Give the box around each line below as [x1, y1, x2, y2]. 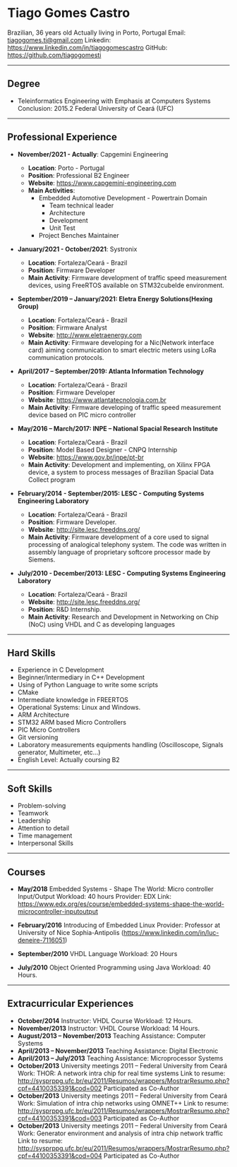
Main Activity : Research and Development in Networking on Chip [28, 612, 219, 621]
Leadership [17, 816, 51, 825]
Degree [7, 78, 41, 90]
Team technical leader [49, 201, 114, 210]
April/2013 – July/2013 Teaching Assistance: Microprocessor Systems [17, 1053, 224, 1063]
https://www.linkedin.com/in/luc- [123, 929, 219, 936]
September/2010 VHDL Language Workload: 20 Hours [17, 950, 178, 957]
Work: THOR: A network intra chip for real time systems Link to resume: [17, 1069, 226, 1077]
